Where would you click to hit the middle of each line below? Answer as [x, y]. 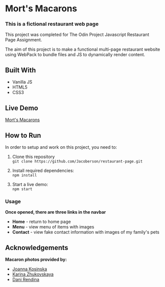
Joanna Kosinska [30, 269]
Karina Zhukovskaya [33, 274]
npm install [24, 175]
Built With [20, 70]
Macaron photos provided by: [36, 259]
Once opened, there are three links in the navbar [55, 212]
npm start [22, 189]
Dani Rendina [26, 280]
